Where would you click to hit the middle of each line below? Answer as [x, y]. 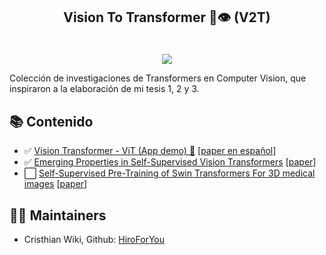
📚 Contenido [51, 121]
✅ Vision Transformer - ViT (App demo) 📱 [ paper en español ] [150, 151]
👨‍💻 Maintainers [58, 215]
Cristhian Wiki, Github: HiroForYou [94, 240]
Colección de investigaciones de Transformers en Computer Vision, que [158, 78]
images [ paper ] [55, 184]
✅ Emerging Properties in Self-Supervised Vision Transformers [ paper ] [170, 162]
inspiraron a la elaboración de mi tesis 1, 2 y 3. [104, 89]
